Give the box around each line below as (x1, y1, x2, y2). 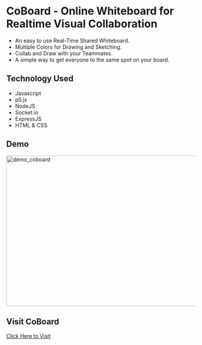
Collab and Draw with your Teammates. (14, 49, 113, 57)
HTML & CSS (14, 122, 47, 129)
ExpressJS (14, 115, 42, 122)
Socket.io (14, 108, 39, 116)
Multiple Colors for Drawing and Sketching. (14, 43, 122, 51)
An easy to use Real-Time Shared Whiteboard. (14, 37, 130, 44)
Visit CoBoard (6, 316, 60, 326)
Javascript (14, 89, 41, 97)
